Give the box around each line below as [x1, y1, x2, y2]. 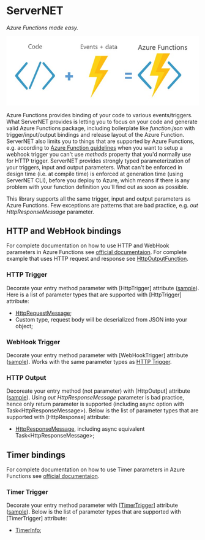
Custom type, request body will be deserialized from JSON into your [15, 315, 188, 323]
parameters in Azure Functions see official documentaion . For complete [6, 249, 187, 256]
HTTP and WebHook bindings [6, 225, 121, 236]
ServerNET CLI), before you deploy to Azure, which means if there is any [6, 176, 190, 184]
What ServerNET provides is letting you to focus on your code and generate [6, 118, 198, 125]
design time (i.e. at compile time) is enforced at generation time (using [6, 170, 184, 177]
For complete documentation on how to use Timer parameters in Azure [6, 466, 185, 473]
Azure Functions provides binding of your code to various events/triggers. [6, 111, 193, 118]
